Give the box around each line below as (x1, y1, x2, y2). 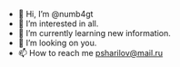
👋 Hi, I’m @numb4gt (17, 9, 94, 19)
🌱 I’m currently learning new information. (17, 28, 171, 38)
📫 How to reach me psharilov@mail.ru (17, 48, 164, 58)
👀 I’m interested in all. (17, 18, 99, 29)
